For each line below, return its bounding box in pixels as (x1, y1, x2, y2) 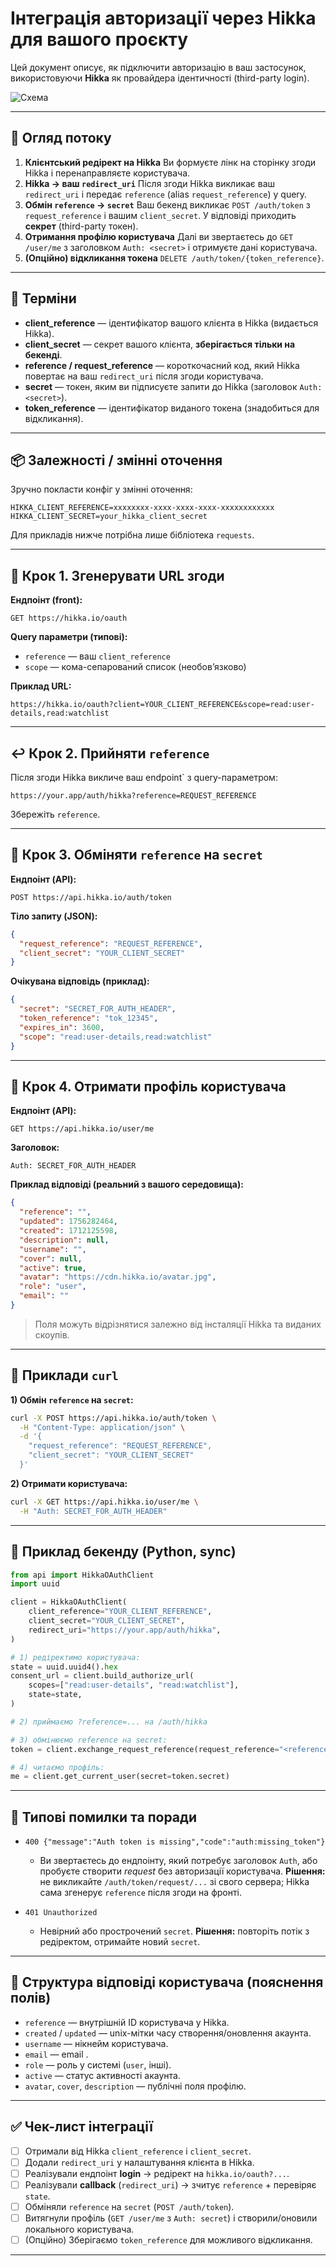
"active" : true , (19, 1263, 87, 1273)
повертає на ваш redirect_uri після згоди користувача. (24, 370, 264, 382)
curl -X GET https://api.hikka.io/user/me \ (10, 1497, 199, 1507)
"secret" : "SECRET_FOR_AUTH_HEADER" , (19, 1004, 177, 1014)
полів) (10, 1990, 52, 2007)
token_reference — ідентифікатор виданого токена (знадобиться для (24, 402, 320, 414)
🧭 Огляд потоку (10, 130, 112, 147)
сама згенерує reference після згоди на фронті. (39, 1887, 243, 1899)
